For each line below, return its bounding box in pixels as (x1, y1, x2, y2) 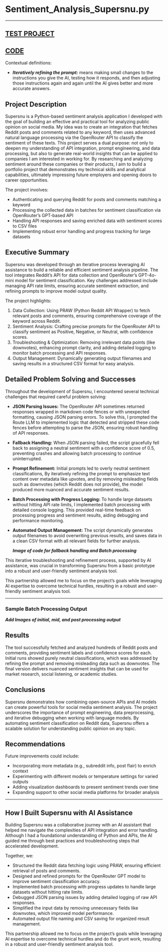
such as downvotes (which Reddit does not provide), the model (12, 481, 143, 487)
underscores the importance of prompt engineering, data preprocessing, (5, 709, 155, 715)
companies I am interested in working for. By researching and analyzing (5, 156, 153, 162)
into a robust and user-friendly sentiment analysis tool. (5, 568, 118, 574)
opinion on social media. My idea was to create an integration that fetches (5, 124, 157, 130)
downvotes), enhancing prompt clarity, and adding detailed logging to (12, 344, 156, 351)
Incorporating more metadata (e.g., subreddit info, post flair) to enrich (12, 763, 156, 769)
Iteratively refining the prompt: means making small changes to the (12, 70, 153, 76)
